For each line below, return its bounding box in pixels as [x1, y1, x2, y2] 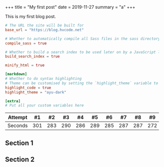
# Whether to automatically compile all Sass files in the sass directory [5, 36, 161, 41]
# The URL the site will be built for [5, 23, 84, 28]
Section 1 [5, 139, 33, 147]
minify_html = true [5, 63, 45, 68]
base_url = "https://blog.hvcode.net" [5, 27, 84, 32]
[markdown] [5, 72, 27, 77]
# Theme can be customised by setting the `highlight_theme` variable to [5, 80, 159, 86]
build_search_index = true [5, 54, 60, 59]
